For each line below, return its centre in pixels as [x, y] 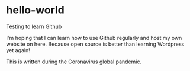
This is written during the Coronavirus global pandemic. [74, 62]
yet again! [18, 50]
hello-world [36, 10]
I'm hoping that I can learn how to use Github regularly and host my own [94, 38]
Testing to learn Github [34, 26]
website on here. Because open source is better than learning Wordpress [95, 44]
